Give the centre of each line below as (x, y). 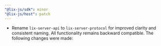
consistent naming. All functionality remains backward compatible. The (82, 33)
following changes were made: (42, 38)
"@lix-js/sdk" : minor (26, 9)
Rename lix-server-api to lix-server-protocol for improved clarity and (84, 28)
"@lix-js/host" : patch (27, 14)
